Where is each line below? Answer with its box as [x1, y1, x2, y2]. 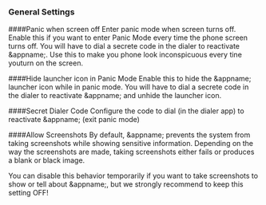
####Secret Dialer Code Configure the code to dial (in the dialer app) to [8, 106, 245, 116]
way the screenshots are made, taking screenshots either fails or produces [8, 147, 255, 157]
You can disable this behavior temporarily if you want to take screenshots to [8, 171, 258, 181]
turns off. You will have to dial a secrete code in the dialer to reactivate [8, 41, 240, 51]
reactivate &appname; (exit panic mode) [8, 115, 140, 124]
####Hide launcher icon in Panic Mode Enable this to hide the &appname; [8, 74, 252, 84]
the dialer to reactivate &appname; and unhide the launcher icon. [8, 91, 222, 101]
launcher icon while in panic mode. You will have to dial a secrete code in [8, 82, 249, 92]
